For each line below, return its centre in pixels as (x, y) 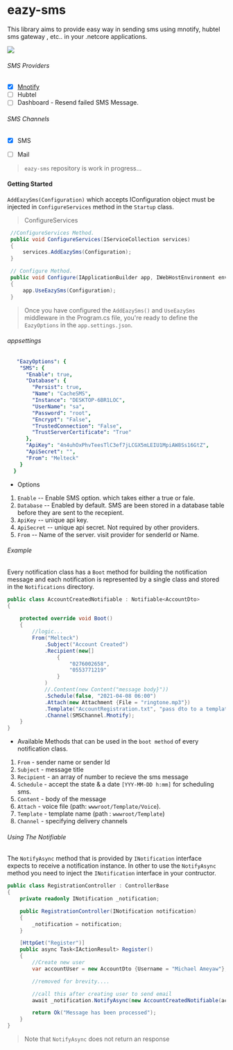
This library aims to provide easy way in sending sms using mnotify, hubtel (114, 29)
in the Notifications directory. (51, 586)
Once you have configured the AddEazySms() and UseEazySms (110, 310)
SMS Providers (28, 65)
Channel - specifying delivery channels (72, 821)
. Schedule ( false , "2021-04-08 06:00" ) (100, 696)
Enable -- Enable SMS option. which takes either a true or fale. (106, 498)
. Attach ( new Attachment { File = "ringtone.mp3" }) (117, 702)
